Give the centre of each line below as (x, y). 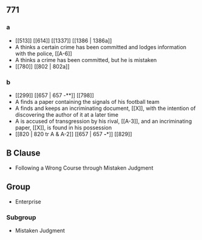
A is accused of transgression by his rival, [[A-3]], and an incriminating (103, 121)
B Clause (23, 153)
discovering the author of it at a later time (67, 114)
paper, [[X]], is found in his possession (63, 128)
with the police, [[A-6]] (44, 53)
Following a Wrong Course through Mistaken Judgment (84, 168)
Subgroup (21, 217)
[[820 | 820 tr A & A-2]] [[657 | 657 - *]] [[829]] (73, 134)
